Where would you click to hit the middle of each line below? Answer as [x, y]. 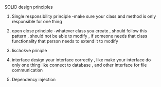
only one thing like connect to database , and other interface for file [79, 65]
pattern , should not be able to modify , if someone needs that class [79, 36]
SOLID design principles [29, 7]
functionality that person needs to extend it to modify [65, 41]
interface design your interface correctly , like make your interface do [81, 60]
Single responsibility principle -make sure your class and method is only [84, 16]
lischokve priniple [29, 51]
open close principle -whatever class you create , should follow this [79, 31]
